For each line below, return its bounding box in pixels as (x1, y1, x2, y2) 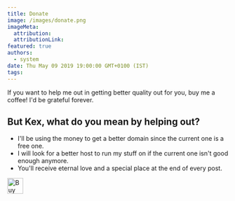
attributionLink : (13, 36, 65, 43)
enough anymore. (17, 157, 69, 165)
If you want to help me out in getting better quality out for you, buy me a (7, 88, 215, 97)
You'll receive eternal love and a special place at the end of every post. (17, 164, 222, 172)
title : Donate (7, 10, 49, 18)
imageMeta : (7, 23, 39, 30)
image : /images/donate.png (7, 17, 86, 24)
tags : (7, 69, 23, 76)
